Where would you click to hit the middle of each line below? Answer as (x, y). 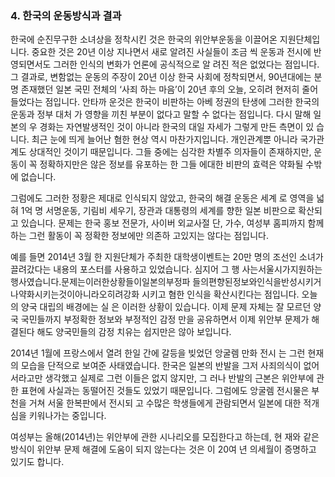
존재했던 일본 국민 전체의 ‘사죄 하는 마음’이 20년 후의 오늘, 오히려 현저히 (160, 89)
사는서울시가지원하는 (282, 269)
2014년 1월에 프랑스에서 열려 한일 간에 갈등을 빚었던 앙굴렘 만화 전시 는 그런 (158, 353)
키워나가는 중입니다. (67, 416)
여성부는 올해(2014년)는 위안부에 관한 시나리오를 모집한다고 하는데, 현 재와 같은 (165, 437)
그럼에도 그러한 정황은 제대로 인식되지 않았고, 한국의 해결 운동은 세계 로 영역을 (162, 198)
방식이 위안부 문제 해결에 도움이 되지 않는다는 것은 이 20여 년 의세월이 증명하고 (163, 449)
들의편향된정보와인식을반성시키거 (257, 282)
